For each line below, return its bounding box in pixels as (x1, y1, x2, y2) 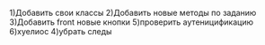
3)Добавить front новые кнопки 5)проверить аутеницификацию (9, 17, 254, 27)
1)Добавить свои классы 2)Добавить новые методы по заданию (9, 8, 257, 18)
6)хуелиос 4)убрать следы (9, 26, 112, 36)
